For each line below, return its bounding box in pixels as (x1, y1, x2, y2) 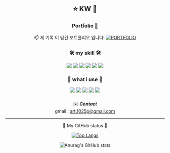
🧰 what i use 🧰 (67, 76, 103, 83)
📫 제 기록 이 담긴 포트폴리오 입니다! (33, 34, 105, 40)
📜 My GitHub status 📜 (62, 123, 108, 129)
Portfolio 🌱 (71, 22, 99, 29)
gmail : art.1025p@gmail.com (55, 108, 115, 114)
